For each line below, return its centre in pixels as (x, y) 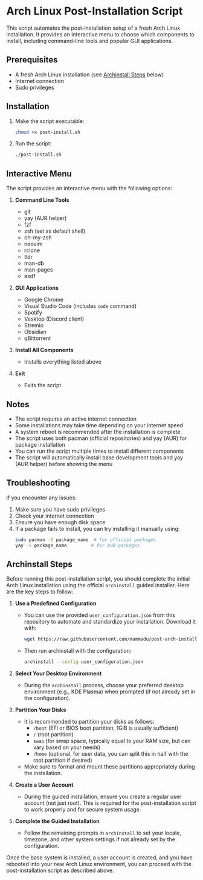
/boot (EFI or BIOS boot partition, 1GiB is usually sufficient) (106, 728)
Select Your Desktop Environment (58, 673)
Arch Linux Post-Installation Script (95, 11)
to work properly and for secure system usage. (82, 810)
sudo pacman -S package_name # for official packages (85, 540)
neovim (33, 244)
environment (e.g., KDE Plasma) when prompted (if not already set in (109, 692)
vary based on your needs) (67, 747)
